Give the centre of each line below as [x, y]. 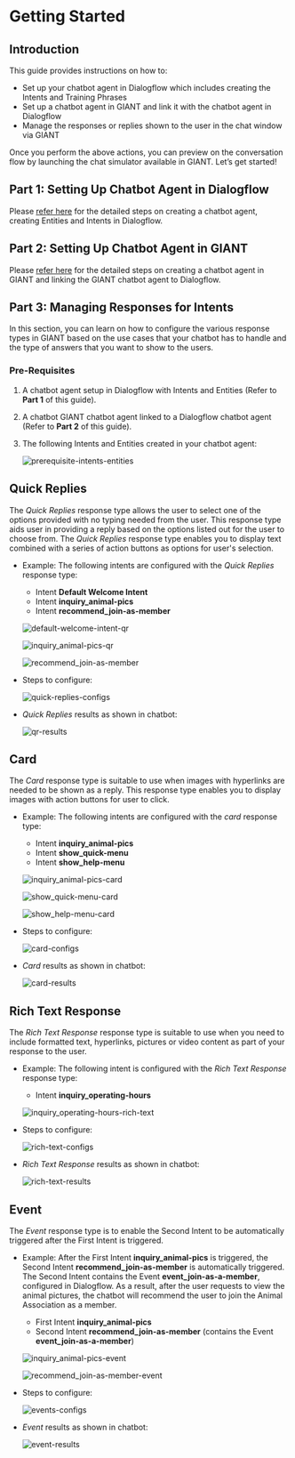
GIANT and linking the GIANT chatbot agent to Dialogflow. [115, 279]
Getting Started [68, 16]
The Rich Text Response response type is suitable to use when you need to [147, 1033]
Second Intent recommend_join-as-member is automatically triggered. [153, 1267]
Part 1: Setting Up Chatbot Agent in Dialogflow [139, 190]
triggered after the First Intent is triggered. [87, 1240]
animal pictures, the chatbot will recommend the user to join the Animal [152, 1295]
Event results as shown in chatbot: [85, 1427]
